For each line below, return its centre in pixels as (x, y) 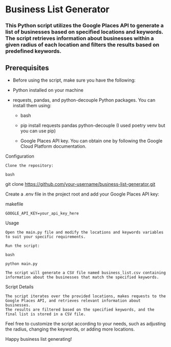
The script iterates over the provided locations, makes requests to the (86, 296)
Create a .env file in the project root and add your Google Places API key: (82, 194)
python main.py (22, 264)
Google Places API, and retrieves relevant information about (73, 301)
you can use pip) (38, 131)
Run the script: (23, 246)
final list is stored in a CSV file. (46, 314)
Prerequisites (27, 68)
